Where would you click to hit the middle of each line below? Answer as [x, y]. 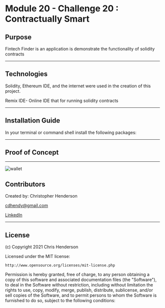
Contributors [25, 184]
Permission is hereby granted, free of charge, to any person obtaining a [77, 275]
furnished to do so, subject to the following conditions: [60, 301]
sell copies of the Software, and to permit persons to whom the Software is [81, 295]
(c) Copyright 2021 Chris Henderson [42, 247]
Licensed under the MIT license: [38, 257]
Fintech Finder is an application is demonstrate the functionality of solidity [80, 49]
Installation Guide [33, 121]
